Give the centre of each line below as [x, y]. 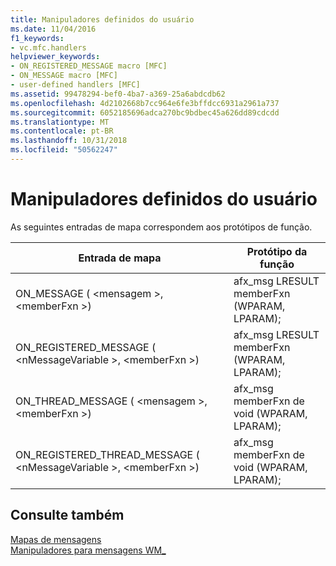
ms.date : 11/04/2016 [53, 29]
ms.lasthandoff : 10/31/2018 [69, 141]
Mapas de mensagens [56, 539]
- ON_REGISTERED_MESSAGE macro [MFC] [89, 66]
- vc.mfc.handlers [48, 47]
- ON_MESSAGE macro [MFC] [64, 76]
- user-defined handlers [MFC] [75, 85]
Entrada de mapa [120, 258]
